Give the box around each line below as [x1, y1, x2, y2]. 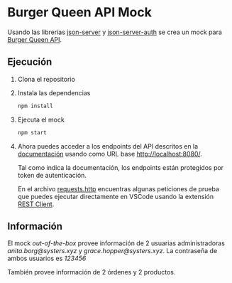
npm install [17, 102, 53, 110]
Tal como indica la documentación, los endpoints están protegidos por [17, 163, 224, 171]
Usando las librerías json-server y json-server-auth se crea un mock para [7, 28, 222, 36]
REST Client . [17, 200, 55, 208]
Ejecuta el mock [17, 115, 65, 124]
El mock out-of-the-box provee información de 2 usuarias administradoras [7, 239, 226, 247]
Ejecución [7, 56, 53, 68]
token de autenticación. [17, 171, 87, 179]
